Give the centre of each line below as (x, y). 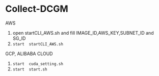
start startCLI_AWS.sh (38, 44)
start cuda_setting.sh (38, 64)
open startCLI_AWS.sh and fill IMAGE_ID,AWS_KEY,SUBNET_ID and (83, 33)
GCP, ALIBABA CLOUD (29, 54)
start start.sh (30, 69)
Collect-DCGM (37, 9)
